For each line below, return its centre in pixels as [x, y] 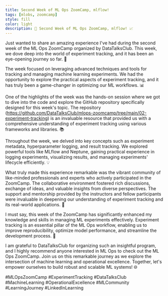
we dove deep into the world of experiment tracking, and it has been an [79, 54]
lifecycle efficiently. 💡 [27, 162]
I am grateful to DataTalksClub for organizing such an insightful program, [81, 246]
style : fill [18, 19]
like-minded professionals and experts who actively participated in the [78, 178]
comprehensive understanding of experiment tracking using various [76, 124]
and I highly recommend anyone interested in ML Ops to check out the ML [82, 251]
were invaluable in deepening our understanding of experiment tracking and [84, 199]
